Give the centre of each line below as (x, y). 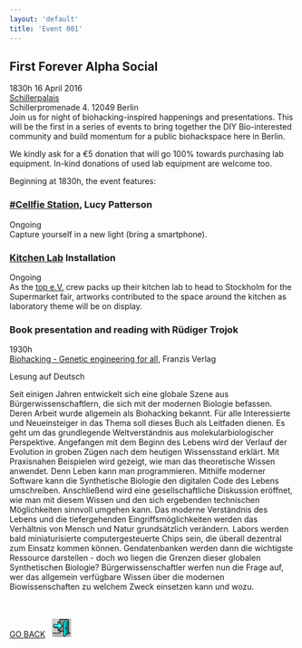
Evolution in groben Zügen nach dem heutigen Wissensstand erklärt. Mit (144, 452)
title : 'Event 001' (46, 29)
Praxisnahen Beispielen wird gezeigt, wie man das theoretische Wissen (142, 461)
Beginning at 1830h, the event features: (83, 181)
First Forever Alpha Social (84, 67)
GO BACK (28, 634)
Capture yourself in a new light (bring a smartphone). (108, 234)
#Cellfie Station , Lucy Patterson (81, 205)
